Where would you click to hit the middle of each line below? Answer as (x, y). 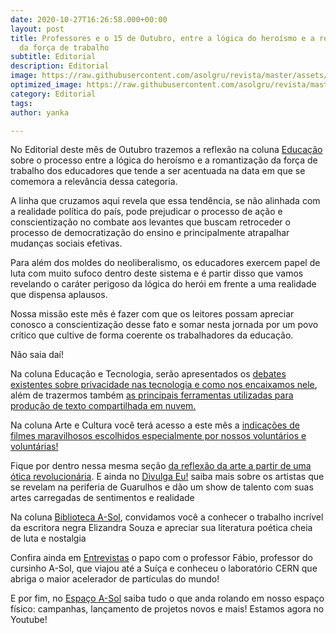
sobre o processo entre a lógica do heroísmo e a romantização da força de (164, 160)
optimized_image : (46, 85)
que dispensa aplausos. (59, 295)
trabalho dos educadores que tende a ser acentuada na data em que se (158, 171)
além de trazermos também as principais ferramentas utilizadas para (152, 395)
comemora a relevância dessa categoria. (94, 182)
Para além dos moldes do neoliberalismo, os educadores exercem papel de (165, 263)
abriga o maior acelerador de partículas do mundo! (115, 579)
